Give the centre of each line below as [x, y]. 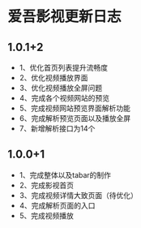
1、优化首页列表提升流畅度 [64, 67]
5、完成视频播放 [47, 215]
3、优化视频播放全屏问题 [61, 88]
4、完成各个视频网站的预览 [64, 98]
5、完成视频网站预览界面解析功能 [75, 108]
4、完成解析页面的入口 [57, 205]
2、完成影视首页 [47, 185]
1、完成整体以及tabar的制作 [65, 174]
